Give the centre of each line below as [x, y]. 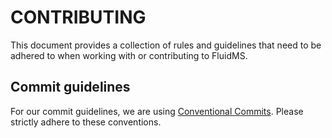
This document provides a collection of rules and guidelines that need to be [166, 45]
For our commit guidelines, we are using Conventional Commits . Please [157, 111]
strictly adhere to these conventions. [86, 122]
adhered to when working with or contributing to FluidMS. [129, 55]
